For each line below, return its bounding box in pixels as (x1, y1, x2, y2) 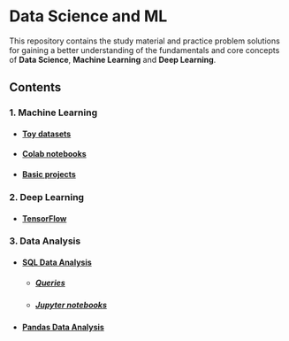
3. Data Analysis (9, 235, 81, 247)
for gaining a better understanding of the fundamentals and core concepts (9, 44, 280, 55)
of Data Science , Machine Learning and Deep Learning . (9, 54, 217, 65)
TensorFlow (21, 213, 67, 223)
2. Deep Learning (9, 190, 85, 203)
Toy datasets (21, 128, 72, 139)
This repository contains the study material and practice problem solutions (9, 35, 280, 46)
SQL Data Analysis (21, 257, 93, 267)
